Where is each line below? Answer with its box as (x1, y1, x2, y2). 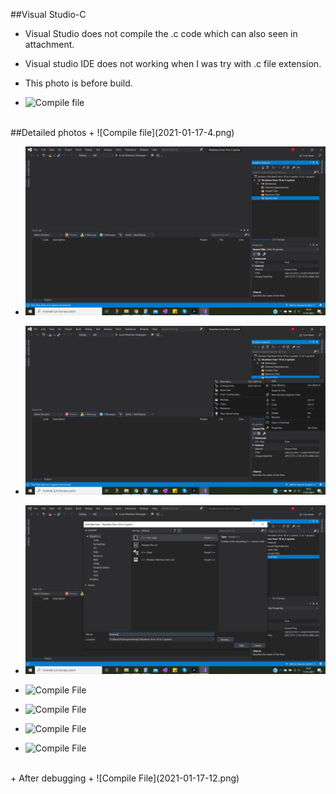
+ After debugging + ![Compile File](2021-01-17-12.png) (10, 772, 240, 784)
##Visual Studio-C (10, 9, 87, 20)
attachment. (24, 39, 75, 50)
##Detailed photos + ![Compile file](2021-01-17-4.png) (10, 127, 235, 138)
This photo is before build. (24, 77, 133, 89)
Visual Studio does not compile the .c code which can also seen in (24, 28, 298, 39)
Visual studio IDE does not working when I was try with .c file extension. (24, 58, 322, 69)
